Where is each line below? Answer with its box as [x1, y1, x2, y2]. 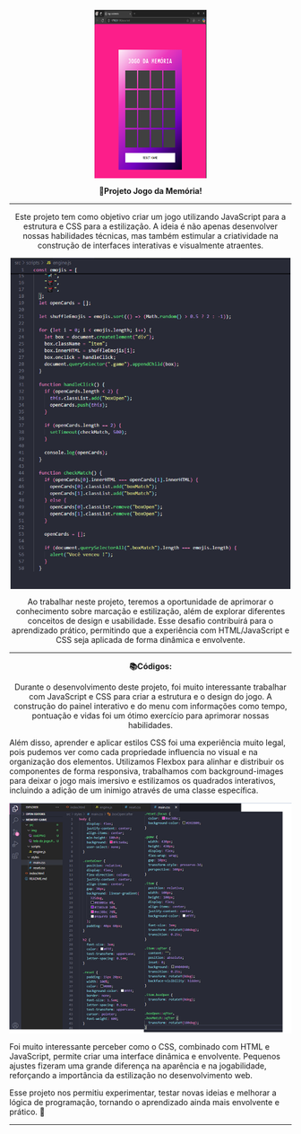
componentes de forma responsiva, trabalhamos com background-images [9, 765, 284, 777]
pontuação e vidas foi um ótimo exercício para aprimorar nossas [31, 710, 270, 721]
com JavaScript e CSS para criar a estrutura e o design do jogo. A [29, 690, 272, 701]
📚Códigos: [128, 661, 173, 672]
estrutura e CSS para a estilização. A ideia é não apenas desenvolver [23, 221, 278, 232]
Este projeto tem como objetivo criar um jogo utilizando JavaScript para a [14, 212, 287, 222]
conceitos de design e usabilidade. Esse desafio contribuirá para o [27, 615, 274, 626]
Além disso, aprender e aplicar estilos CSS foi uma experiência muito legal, [9, 737, 287, 748]
